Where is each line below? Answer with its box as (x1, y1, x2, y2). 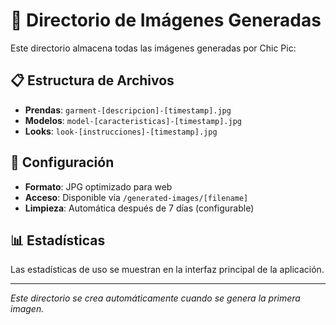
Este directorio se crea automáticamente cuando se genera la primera (10, 292, 301, 304)
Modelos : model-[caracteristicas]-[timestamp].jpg (24, 114, 242, 126)
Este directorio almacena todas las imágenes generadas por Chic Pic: (10, 42, 297, 54)
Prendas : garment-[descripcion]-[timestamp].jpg (24, 104, 232, 116)
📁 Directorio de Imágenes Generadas (10, 9, 322, 32)
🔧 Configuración (10, 154, 115, 171)
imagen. (10, 303, 45, 315)
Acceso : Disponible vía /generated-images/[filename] (24, 191, 249, 203)
